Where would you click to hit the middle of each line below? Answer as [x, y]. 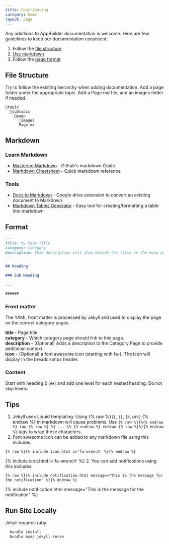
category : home [21, 15]
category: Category [26, 248]
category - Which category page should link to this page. [65, 338]
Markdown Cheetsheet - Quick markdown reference [66, 171]
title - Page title [21, 332]
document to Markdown [37, 200]
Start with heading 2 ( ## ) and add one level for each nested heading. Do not [84, 383]
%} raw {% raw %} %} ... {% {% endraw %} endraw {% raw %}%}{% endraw [88, 427]
